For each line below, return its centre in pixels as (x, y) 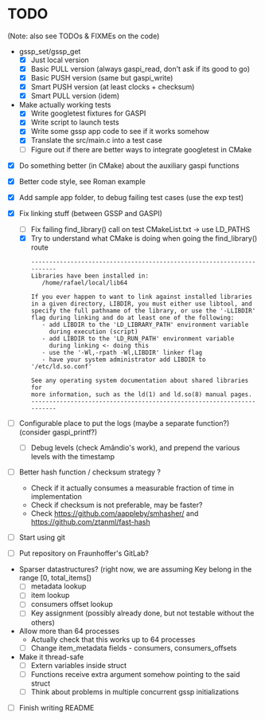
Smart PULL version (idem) (75, 96)
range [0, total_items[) (55, 578)
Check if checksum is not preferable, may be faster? (117, 505)
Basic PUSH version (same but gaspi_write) (102, 78)
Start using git (42, 537)
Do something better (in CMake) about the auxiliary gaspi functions (129, 165)
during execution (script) (94, 332)
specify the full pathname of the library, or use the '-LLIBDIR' (143, 311)
